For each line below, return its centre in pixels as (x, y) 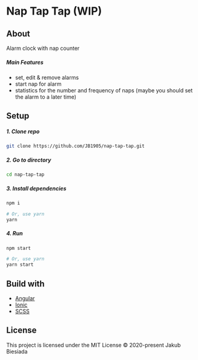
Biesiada (17, 351)
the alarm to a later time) (46, 97)
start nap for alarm (38, 84)
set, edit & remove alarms (47, 77)
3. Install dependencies (36, 188)
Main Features (25, 62)
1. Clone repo (23, 131)
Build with (25, 284)
